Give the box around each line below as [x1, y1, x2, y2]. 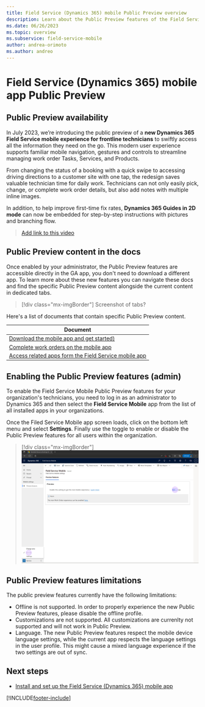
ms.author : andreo [6, 49, 53, 55]
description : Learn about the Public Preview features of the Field [6, 16, 184, 23]
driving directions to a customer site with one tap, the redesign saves [6, 173, 180, 180]
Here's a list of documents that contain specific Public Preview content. [6, 312, 186, 320]
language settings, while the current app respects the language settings [15, 636, 196, 643]
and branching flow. [6, 217, 57, 224]
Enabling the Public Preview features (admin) [6, 371, 182, 381]
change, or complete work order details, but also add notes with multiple [6, 186, 189, 193]
